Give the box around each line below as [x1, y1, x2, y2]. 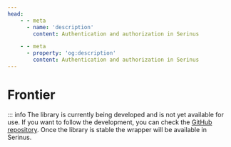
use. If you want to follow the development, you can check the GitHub [7, 118, 212, 126]
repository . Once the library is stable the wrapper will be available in [7, 125, 207, 134]
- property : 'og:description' [26, 50, 116, 57]
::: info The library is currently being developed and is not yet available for [7, 110, 225, 119]
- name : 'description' [26, 23, 94, 31]
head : [7, 10, 24, 18]
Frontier [7, 87, 56, 103]
